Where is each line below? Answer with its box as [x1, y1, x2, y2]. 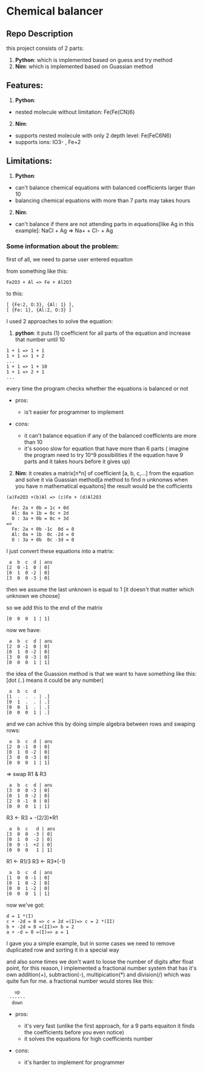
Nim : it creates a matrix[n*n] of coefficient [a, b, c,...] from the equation [15, 469, 194, 476]
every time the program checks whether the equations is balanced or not [6, 385, 188, 392]
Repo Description [6, 29, 73, 39]
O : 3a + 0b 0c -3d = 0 [12, 537, 75, 543]
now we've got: [6, 901, 45, 909]
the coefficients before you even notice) [24, 1028, 124, 1036]
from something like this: [6, 267, 68, 275]
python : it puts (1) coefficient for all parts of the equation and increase [15, 329, 191, 337]
